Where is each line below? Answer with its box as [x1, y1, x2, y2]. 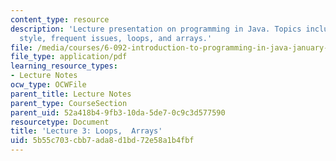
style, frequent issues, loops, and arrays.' [19, 33, 213, 43]
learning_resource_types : [10, 61, 118, 71]
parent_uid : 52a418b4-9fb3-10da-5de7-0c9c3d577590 [10, 107, 226, 118]
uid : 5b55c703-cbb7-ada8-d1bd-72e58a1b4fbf [10, 136, 195, 146]
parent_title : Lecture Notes [10, 89, 132, 99]
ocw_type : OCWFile [10, 80, 87, 90]
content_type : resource [10, 14, 110, 25]
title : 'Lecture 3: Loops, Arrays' [10, 126, 163, 136]
